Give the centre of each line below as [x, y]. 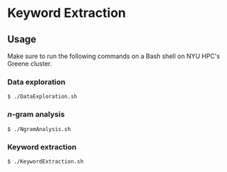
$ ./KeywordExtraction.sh [45, 161]
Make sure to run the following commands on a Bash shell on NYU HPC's [114, 56]
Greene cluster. [30, 64]
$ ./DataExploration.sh [42, 97]
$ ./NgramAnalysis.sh [39, 129]
